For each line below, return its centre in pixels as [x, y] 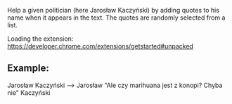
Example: [28, 69]
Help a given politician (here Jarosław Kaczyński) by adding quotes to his [114, 10]
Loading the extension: [40, 39]
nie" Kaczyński [29, 92]
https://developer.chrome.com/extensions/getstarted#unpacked [100, 46]
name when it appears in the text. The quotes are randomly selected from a [116, 18]
